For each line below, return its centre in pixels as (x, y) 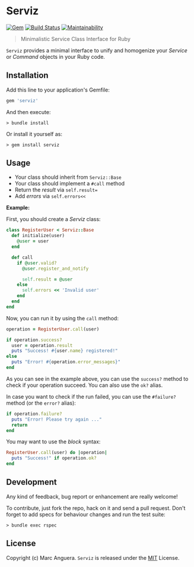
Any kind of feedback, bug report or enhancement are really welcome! (92, 496)
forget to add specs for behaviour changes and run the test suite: (86, 514)
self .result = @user (47, 279)
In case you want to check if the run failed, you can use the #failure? (91, 396)
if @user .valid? (37, 263)
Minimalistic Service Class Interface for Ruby (75, 39)
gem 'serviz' (22, 100)
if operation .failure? (34, 414)
